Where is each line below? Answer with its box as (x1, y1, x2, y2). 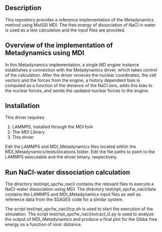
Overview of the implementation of (5, 41, 113, 50)
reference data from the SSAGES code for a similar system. (5, 196, 124, 202)
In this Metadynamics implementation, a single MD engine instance (5, 62, 140, 68)
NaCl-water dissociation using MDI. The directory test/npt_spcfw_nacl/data (5, 186, 157, 192)
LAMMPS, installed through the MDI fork (12, 124, 93, 130)
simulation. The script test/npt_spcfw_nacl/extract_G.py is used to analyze (5, 211, 154, 217)
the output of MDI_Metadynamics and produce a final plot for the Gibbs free (5, 216, 157, 222)
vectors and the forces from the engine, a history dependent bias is (5, 77, 140, 83)
